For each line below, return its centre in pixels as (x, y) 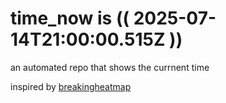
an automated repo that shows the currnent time (110, 67)
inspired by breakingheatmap (71, 86)
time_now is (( (70, 18)
